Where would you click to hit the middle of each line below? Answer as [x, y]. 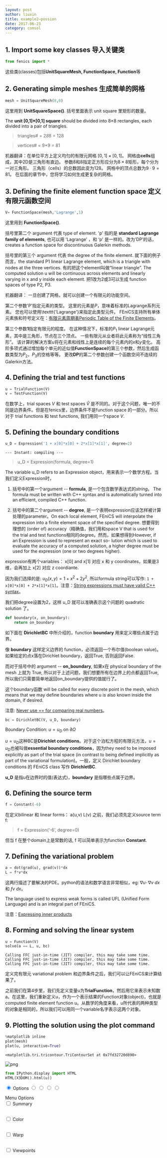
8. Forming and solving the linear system [70, 930]
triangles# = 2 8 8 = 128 [41, 135]
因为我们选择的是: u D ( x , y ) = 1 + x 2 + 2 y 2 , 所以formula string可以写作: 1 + [80, 579]
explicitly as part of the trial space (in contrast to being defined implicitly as [82, 754]
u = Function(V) [22, 941]
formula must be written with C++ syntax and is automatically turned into [87, 495]
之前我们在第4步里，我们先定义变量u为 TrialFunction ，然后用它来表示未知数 [83, 991]
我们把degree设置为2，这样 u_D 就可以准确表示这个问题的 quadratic [75, 602]
